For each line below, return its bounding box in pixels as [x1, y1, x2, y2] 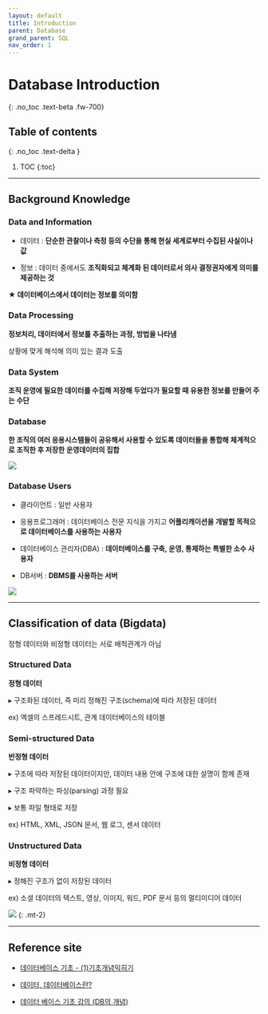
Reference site [8, 941, 82, 954]
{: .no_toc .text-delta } [8, 146, 81, 156]
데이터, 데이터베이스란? [19, 980, 93, 990]
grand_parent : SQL [8, 34, 69, 42]
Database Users [8, 481, 72, 492]
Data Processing [8, 310, 74, 321]
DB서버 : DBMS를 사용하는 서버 [19, 570, 118, 580]
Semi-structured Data [8, 732, 95, 743]
